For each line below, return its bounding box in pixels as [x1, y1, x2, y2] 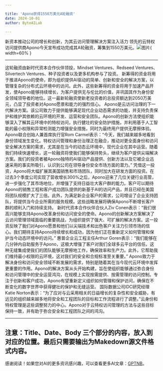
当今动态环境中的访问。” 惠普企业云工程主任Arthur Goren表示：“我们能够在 [9, 235, 158, 241]
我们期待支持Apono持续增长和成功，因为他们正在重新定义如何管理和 [13, 229, 150, 235]
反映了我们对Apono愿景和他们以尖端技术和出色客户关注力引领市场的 [9, 223, 146, 229]
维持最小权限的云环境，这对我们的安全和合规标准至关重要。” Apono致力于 [9, 254, 155, 260]
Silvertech [5, 71, 25, 77]
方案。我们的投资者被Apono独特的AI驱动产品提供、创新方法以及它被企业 [5, 156, 150, 162]
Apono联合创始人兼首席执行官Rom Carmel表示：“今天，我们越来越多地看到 [5, 132, 155, 138]
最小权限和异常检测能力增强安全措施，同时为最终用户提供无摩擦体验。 [13, 126, 154, 131]
